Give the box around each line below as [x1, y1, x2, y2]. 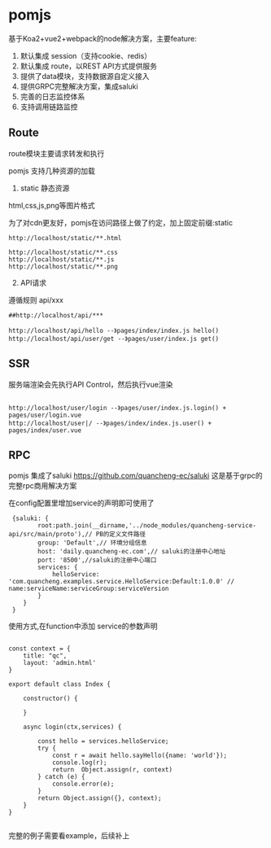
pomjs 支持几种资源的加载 [8, 165, 95, 176]
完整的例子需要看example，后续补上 [8, 831, 130, 841]
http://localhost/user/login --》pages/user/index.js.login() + [8, 404, 226, 412]
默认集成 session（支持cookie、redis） [20, 50, 152, 60]
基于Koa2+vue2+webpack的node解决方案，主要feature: [8, 33, 197, 43]
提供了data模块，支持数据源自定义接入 [20, 71, 150, 81]
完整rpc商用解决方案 [8, 481, 77, 491]
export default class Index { [8, 680, 111, 688]
